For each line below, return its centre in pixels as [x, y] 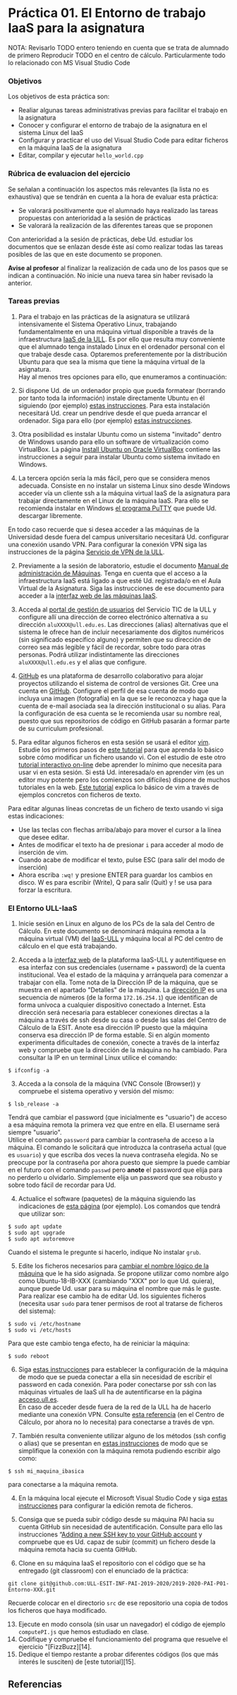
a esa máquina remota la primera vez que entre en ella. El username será [114, 1125]
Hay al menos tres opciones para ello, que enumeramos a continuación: [122, 377]
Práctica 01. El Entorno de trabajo [107, 13]
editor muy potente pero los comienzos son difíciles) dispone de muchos [124, 779]
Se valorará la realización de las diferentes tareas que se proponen [115, 225]
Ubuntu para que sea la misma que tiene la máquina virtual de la [111, 362]
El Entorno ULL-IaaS [43, 908]
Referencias [35, 1684]
